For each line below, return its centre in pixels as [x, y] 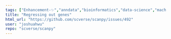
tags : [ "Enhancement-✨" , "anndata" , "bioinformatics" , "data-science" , [80, 10]
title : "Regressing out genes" [39, 15]
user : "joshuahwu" [25, 24]
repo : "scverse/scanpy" [31, 29]
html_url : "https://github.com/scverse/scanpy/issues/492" [69, 19]
